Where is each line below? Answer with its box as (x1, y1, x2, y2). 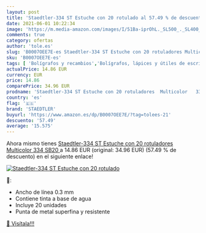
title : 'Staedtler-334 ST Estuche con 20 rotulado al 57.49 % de (6, 15, 177, 21)
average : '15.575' (6, 123, 53, 129)
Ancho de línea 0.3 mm (15, 188, 74, 196)
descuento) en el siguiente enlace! (6, 153, 94, 160)
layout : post (6, 9, 40, 15)
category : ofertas (6, 37, 53, 44)
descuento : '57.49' (6, 117, 56, 123)
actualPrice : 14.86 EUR (6, 66, 67, 72)
